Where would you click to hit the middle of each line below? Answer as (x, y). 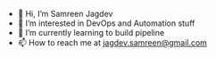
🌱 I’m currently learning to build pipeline (91, 33)
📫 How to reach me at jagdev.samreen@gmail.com (112, 43)
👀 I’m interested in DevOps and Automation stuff (106, 23)
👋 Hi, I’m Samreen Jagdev (65, 14)
